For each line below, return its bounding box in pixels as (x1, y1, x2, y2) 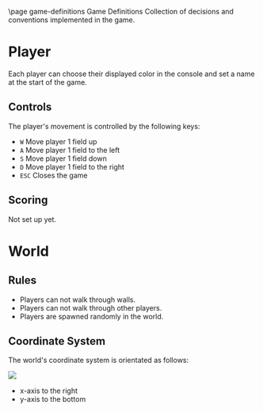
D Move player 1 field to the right (19, 162, 125, 171)
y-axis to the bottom (19, 395, 86, 404)
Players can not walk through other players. (19, 303, 162, 312)
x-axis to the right (19, 386, 78, 395)
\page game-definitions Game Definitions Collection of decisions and (8, 7, 234, 16)
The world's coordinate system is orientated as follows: (8, 356, 189, 365)
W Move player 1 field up (19, 136, 97, 146)
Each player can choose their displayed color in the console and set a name (8, 69, 255, 78)
